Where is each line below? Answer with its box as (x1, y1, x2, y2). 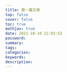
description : (5, 59, 33, 64)
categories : (5, 50, 30, 55)
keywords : (5, 54, 26, 60)
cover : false (5, 17, 33, 22)
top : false (5, 12, 28, 17)
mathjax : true (5, 26, 36, 31)
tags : (5, 45, 17, 50)
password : (5, 36, 26, 41)
